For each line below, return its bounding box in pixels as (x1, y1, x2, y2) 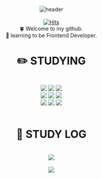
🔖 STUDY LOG (16, 128, 87, 142)
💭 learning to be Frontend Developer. (5, 32, 97, 39)
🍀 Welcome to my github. (19, 25, 83, 32)
